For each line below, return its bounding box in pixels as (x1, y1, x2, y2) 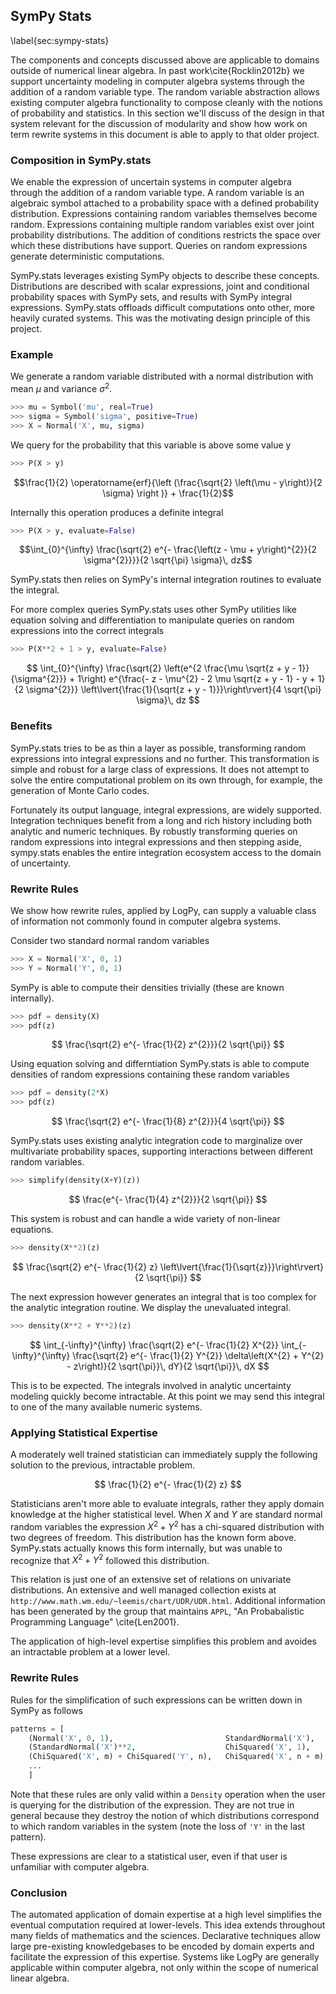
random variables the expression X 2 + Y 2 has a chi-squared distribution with (10, 1519, 325, 1533)
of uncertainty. (10, 857, 72, 869)
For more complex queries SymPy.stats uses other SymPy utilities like (10, 604, 297, 616)
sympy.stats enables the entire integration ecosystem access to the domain (10, 846, 322, 858)
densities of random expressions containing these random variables (10, 1069, 290, 1081)
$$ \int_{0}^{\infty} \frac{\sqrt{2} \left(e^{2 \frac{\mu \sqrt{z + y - (26, 662, 297, 674)
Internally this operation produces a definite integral (10, 506, 224, 518)
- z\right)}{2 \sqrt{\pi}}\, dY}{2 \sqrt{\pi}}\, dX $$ (66, 1360, 270, 1372)
